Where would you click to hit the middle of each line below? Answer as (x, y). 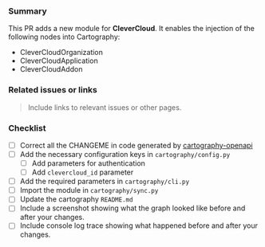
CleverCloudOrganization (61, 53)
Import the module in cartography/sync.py (89, 190)
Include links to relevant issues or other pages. (105, 107)
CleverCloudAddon (51, 69)
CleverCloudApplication (59, 61)
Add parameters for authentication (89, 163)
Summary (28, 11)
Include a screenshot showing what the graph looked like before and (132, 208)
